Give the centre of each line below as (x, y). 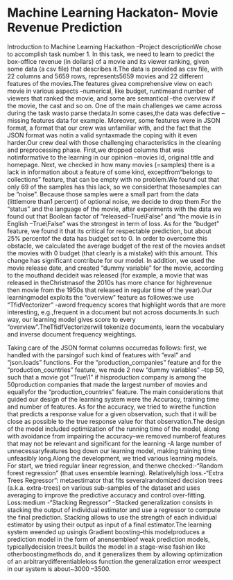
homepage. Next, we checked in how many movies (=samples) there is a (111, 164)
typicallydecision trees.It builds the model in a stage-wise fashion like (106, 547)
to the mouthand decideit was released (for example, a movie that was (108, 275)
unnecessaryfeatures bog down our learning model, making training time (111, 451)
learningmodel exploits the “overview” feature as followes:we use (101, 297)
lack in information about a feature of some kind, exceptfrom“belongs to (110, 172)
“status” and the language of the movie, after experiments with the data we (114, 209)
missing (18, 120)
